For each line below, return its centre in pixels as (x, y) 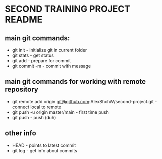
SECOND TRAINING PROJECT (68, 9)
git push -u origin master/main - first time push (60, 112)
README (24, 19)
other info (20, 133)
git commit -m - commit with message (51, 66)
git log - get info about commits (44, 150)
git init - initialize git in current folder (49, 50)
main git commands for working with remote (75, 82)
